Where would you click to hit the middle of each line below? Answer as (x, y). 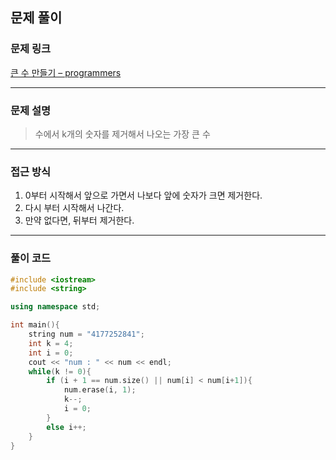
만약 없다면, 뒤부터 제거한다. (79, 220)
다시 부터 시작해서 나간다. (74, 208)
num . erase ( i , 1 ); (100, 390)
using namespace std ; (55, 307)
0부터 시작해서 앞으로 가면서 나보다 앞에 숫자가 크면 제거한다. (143, 195)
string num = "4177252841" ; (86, 334)
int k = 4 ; (51, 343)
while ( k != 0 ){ (60, 371)
